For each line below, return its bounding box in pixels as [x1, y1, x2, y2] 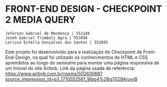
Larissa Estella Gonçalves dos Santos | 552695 [5, 39, 108, 45]
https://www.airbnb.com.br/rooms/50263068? [5, 70, 103, 77]
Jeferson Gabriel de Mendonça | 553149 [5, 31, 90, 36]
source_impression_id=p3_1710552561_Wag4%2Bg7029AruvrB [5, 76, 138, 82]
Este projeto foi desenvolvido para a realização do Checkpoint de [5, 49, 143, 55]
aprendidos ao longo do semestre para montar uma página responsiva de [5, 59, 159, 66]
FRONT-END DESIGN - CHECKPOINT [5, 3, 162, 15]
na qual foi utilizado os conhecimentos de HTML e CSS [32, 54, 148, 60]
